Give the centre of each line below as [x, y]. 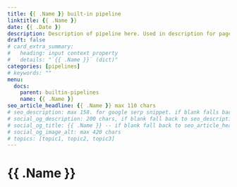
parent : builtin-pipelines [60, 92]
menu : [15, 79]
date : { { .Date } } [34, 27]
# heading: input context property [63, 54]
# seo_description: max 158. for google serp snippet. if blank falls [113, 112]
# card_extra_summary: [41, 47]
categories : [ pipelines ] [44, 66]
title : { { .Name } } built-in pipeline [64, 14]
